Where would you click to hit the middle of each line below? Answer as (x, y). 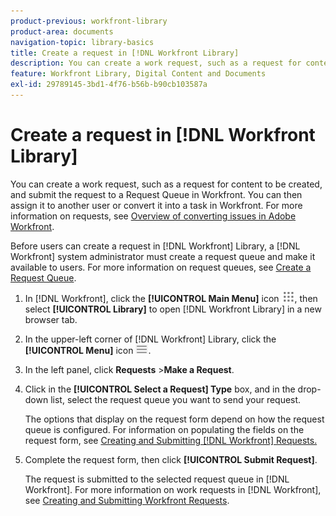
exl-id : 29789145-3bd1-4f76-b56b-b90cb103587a (109, 85)
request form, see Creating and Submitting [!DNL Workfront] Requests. (171, 440)
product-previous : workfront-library (89, 21)
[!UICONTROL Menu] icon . (88, 350)
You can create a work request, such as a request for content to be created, (166, 184)
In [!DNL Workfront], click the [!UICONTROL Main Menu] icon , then (171, 298)
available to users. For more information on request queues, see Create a (161, 267)
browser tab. (51, 319)
